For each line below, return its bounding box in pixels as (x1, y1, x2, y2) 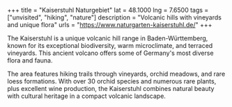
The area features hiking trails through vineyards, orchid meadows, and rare (7, 69, 226, 78)
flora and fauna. (7, 56, 53, 65)
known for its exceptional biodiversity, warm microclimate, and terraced (7, 42, 213, 49)
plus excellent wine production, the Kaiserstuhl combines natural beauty (7, 85, 215, 92)
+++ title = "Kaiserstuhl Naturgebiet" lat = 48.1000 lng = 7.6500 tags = (7, 6, 209, 14)
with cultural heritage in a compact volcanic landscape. (7, 92, 166, 100)
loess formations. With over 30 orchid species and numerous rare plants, (7, 77, 217, 85)
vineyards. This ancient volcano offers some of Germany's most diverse (7, 49, 214, 57)
